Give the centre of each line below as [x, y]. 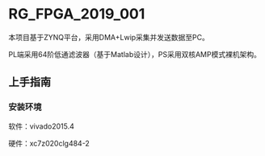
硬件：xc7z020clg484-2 [49, 143]
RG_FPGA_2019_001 [77, 14]
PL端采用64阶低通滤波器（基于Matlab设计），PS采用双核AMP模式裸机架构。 [135, 54]
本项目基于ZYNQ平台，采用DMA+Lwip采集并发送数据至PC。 [109, 37]
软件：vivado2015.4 [41, 126]
